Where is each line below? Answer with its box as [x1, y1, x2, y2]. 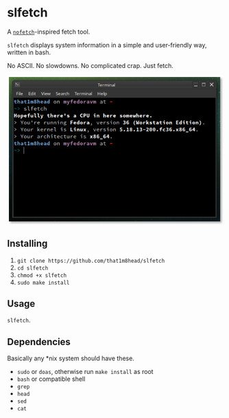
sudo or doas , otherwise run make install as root [16, 368, 154, 376]
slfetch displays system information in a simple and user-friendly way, [7, 41, 207, 49]
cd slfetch [16, 265, 49, 272]
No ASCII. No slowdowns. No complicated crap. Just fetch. [7, 61, 173, 69]
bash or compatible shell [16, 375, 86, 383]
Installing [7, 238, 48, 250]
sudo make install [16, 279, 70, 286]
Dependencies [7, 335, 71, 348]
